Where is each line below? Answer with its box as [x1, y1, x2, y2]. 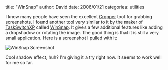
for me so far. [5, 60, 33, 65]
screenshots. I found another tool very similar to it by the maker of [5, 19, 143, 25]
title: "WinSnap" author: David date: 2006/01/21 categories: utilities [5, 4, 145, 10]
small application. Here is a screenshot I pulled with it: [5, 35, 118, 41]
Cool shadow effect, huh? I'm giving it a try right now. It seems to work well [5, 54, 162, 60]
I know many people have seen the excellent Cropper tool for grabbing [5, 14, 153, 19]
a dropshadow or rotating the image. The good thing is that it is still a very [5, 30, 159, 35]
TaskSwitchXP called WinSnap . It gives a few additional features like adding [5, 24, 163, 30]
